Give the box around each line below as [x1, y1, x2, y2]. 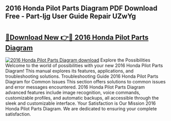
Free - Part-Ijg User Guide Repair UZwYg [5, 12, 136, 21]
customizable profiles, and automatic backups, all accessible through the [5, 95, 159, 101]
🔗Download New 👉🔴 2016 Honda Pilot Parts [5, 33, 149, 42]
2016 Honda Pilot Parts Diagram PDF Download [5, 4, 158, 13]
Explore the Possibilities [100, 57, 151, 63]
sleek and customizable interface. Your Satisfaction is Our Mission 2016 [5, 100, 156, 106]
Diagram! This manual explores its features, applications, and [5, 68, 134, 74]
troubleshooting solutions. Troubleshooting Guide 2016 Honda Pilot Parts [5, 73, 159, 79]
